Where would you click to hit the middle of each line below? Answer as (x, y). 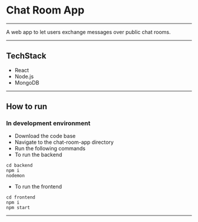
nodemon (16, 176)
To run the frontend (38, 187)
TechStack (26, 56)
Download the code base (45, 136)
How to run (27, 107)
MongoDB (27, 82)
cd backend (19, 166)
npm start (18, 208)
